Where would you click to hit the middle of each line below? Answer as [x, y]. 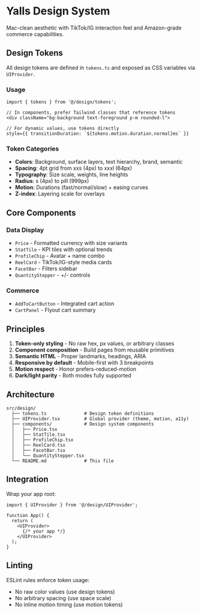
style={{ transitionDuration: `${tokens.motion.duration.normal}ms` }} [97, 134]
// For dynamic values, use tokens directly [63, 129]
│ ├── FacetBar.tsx [39, 450]
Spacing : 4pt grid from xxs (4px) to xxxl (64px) [73, 168]
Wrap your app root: [31, 494]
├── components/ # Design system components [83, 424]
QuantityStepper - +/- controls [52, 275]
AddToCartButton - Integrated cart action [64, 304]
